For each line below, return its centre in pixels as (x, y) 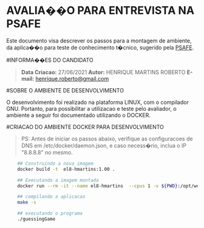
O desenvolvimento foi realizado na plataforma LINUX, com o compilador (98, 102)
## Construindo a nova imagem (56, 164)
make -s (27, 202)
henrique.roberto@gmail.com (72, 78)
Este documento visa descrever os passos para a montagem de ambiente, (99, 40)
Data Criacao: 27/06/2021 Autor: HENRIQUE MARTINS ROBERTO (103, 72)
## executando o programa (50, 213)
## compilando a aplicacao (51, 197)
